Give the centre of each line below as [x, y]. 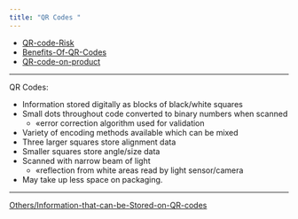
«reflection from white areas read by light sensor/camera [139, 170]
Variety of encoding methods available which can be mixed [130, 132]
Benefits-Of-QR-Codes [64, 52]
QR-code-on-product [61, 61]
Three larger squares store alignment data [99, 142]
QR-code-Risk [48, 43]
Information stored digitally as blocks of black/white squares [133, 104]
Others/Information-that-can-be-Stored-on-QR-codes [108, 205]
